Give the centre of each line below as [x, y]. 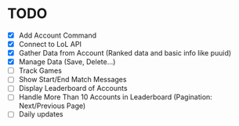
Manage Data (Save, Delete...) [67, 62]
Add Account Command [58, 35]
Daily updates [41, 114]
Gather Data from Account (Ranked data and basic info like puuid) [125, 53]
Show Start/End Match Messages [72, 80]
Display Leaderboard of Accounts [73, 88]
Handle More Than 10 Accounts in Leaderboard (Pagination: [115, 97]
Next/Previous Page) [52, 106]
